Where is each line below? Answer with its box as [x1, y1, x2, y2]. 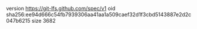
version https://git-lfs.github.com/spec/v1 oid [6, 5, 116, 12]
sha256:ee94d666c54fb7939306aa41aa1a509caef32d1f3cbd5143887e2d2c [6, 11, 192, 18]
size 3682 [31, 17, 56, 24]
